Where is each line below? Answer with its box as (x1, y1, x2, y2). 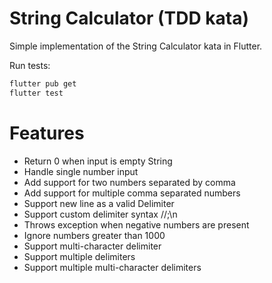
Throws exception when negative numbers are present (23, 218, 250, 231)
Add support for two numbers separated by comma (23, 176, 236, 188)
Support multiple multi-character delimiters (23, 261, 202, 273)
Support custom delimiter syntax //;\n (23, 208, 178, 220)
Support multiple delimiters (23, 250, 136, 262)
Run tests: (9, 59, 51, 71)
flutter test (9, 88, 64, 98)
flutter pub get (9, 78, 77, 89)
